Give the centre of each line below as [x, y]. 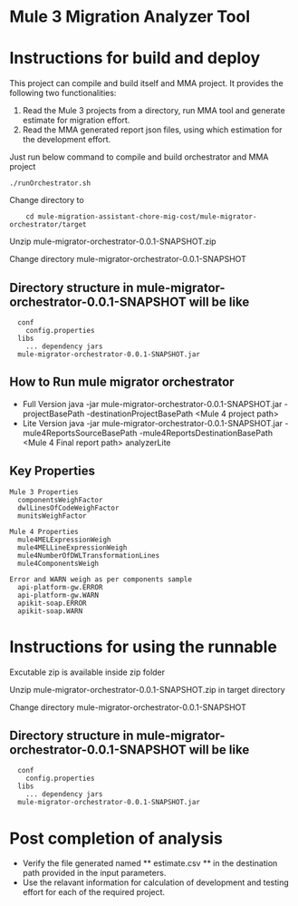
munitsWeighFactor [53, 516]
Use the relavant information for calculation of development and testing [156, 882]
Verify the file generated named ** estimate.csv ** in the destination [150, 863]
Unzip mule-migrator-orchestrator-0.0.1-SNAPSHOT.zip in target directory [147, 689]
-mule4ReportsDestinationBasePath [206, 433]
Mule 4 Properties [44, 531]
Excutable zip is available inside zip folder [87, 672]
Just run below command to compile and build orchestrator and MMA [139, 157]
